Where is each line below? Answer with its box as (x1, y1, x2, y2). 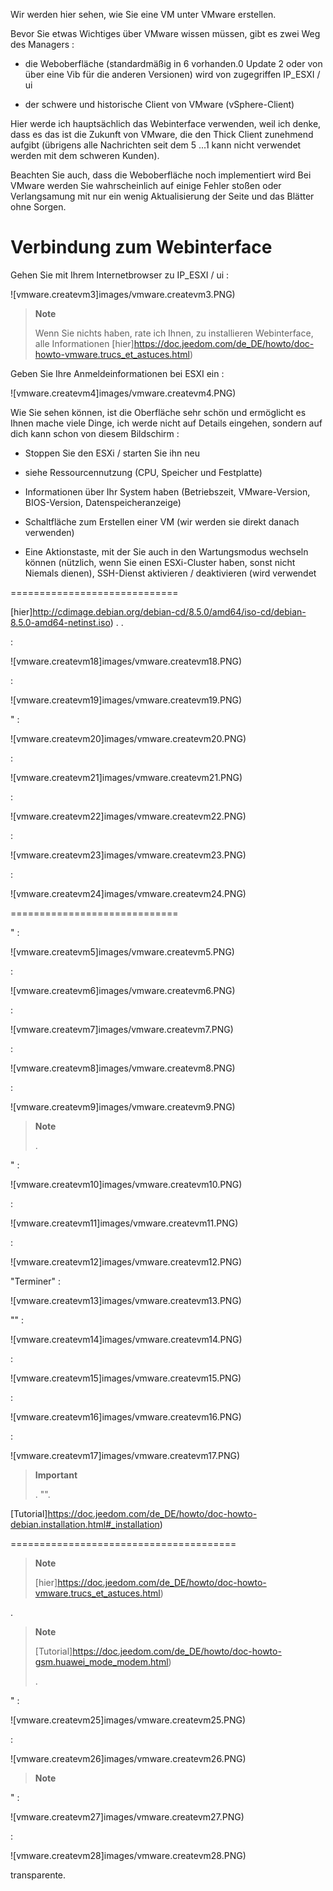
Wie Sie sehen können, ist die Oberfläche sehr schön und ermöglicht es (10, 406, 307, 418)
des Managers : (10, 39, 75, 50)
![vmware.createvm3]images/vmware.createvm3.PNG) (10, 288, 236, 300)
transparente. (10, 1869, 67, 1881)
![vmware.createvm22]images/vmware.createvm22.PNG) (10, 810, 247, 822)
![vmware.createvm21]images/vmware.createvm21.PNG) (10, 771, 243, 783)
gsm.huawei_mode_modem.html (34, 1655, 169, 1668)
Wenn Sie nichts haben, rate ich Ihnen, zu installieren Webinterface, (34, 327, 314, 339)
